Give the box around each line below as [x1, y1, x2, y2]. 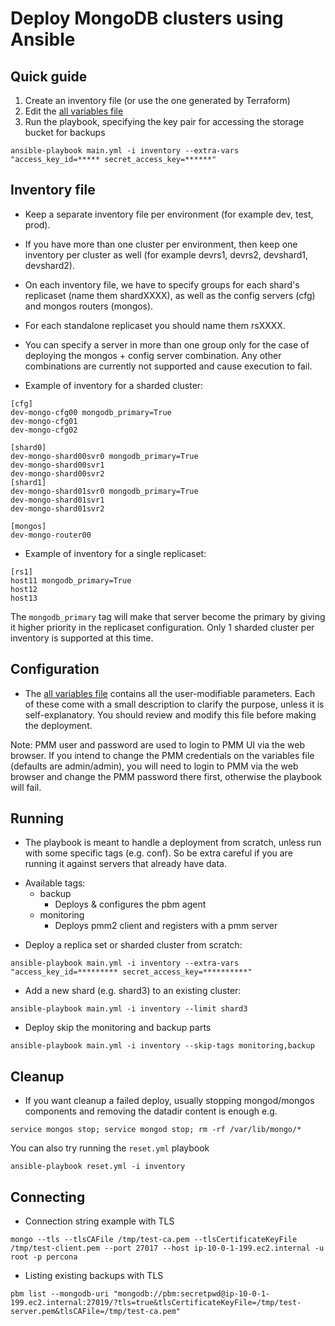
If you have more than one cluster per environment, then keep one [24, 238, 298, 250]
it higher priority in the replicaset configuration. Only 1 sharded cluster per [10, 621, 315, 633]
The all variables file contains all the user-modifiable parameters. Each [24, 687, 316, 699]
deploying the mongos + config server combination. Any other [24, 349, 282, 361]
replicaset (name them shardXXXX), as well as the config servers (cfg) [24, 289, 316, 301]
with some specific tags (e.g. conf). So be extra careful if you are [24, 847, 293, 859]
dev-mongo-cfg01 [10, 416, 78, 426]
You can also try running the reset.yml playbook [10, 1142, 210, 1154]
